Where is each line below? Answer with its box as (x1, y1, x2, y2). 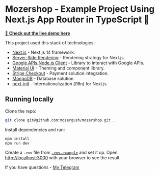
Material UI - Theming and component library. (12, 65, 105, 71)
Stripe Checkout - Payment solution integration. (12, 70, 109, 76)
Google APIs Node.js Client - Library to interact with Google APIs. (12, 60, 145, 66)
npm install (5, 136, 29, 141)
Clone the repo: (5, 108, 37, 114)
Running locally (5, 95, 54, 104)
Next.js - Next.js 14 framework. (12, 49, 75, 55)
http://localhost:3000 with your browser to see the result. (5, 155, 121, 161)
